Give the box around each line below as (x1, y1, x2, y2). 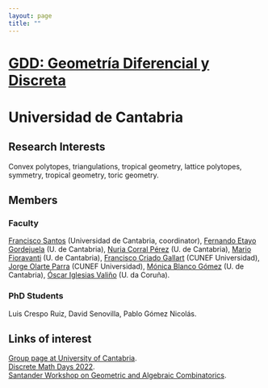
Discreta (8, 71, 67, 90)
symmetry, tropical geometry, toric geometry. (8, 170, 159, 180)
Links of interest (8, 332, 92, 346)
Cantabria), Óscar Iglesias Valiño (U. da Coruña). (8, 270, 170, 280)
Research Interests (8, 140, 106, 154)
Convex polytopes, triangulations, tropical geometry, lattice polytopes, (8, 161, 242, 171)
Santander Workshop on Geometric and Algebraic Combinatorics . (8, 370, 227, 380)
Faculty (8, 218, 39, 228)
